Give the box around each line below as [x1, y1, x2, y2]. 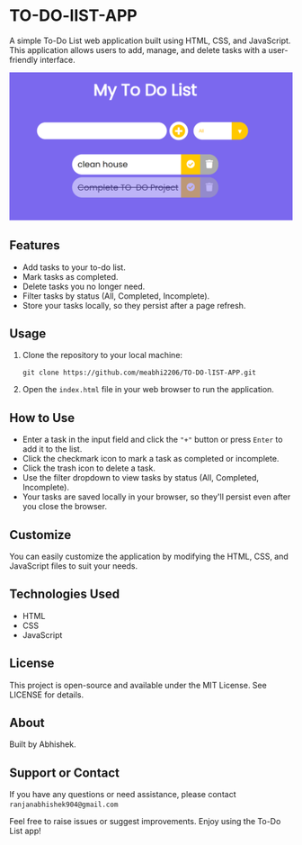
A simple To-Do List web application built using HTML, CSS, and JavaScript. [9, 35, 291, 46]
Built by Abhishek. [9, 739, 76, 750]
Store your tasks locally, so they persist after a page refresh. [22, 300, 246, 310]
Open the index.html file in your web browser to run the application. [22, 384, 274, 395]
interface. [40, 54, 76, 65]
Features [9, 238, 60, 253]
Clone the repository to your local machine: [22, 350, 182, 361]
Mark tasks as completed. [22, 271, 119, 282]
